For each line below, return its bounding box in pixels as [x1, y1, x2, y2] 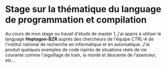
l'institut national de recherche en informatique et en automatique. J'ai [5, 41, 150, 47]
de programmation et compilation [5, 14, 147, 25]
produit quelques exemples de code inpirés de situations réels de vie [5, 46, 147, 52]
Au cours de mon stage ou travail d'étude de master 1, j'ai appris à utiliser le [5, 30, 161, 36]
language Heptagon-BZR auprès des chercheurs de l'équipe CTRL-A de [5, 36, 154, 42]
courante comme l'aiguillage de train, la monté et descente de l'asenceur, [5, 51, 156, 58]
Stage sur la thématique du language [5, 3, 161, 15]
